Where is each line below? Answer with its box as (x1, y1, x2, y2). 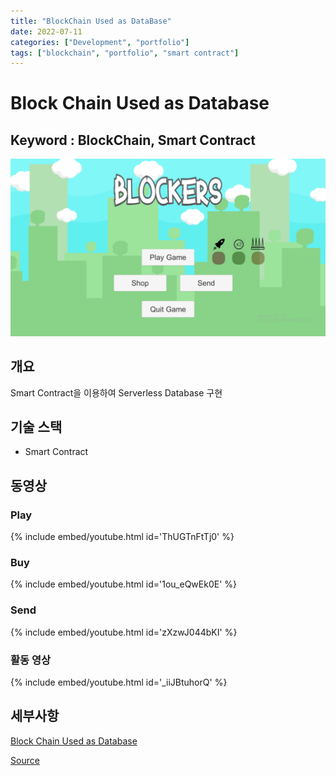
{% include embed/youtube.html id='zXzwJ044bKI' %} (10, 626, 238, 638)
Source (10, 754, 40, 766)
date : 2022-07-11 (10, 26, 83, 37)
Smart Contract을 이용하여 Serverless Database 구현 (10, 386, 223, 399)
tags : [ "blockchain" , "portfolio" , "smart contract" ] (10, 48, 240, 58)
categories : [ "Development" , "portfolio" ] (10, 37, 190, 47)
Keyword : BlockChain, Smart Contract (10, 131, 257, 149)
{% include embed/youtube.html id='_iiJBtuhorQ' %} (10, 676, 228, 688)
